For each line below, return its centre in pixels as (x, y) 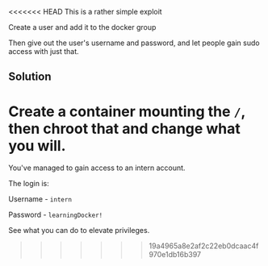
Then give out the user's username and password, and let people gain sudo (134, 43)
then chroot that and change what (124, 129)
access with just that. (44, 51)
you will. (37, 145)
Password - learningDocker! (56, 215)
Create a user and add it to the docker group (82, 27)
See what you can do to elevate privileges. (79, 231)
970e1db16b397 (175, 255)
